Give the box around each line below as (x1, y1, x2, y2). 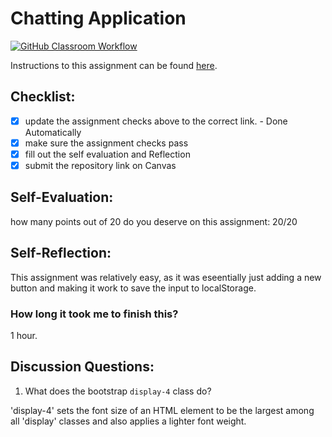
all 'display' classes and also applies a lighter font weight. (10, 415, 247, 427)
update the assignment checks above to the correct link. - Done (24, 115, 288, 127)
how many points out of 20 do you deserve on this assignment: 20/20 (10, 215, 298, 227)
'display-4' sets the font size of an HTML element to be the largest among (10, 404, 315, 416)
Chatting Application (10, 7, 187, 30)
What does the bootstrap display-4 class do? (24, 385, 212, 397)
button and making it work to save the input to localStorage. (10, 282, 257, 294)
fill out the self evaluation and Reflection (24, 148, 191, 160)
